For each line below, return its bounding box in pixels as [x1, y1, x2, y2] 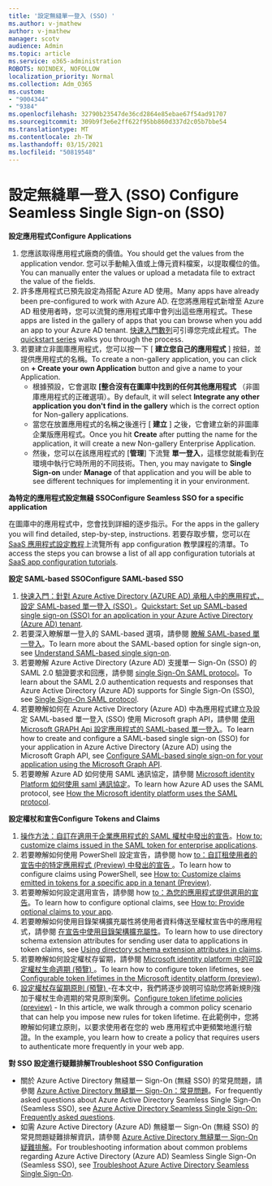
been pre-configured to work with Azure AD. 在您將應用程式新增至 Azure [19, 296, 264, 306]
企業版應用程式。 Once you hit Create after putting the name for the [32, 429, 258, 439]
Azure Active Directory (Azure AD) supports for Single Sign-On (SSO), [19, 686, 255, 695]
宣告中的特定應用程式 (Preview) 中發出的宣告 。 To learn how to [19, 860, 231, 870]
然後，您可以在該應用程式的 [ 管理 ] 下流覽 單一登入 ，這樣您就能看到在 [32, 448, 265, 458]
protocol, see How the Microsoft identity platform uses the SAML [19, 788, 238, 798]
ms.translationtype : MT [8, 125, 89, 133]
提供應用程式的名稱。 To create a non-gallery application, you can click [19, 355, 257, 364]
